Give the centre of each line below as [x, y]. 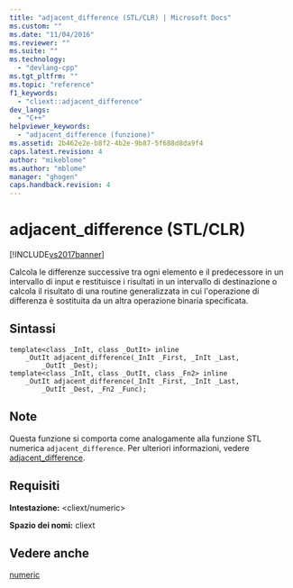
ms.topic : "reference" [52, 85]
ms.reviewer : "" [40, 43]
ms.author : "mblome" [48, 168]
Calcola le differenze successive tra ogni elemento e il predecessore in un [146, 272]
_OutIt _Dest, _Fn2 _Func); [94, 389]
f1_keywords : [34, 93]
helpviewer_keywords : [50, 127]
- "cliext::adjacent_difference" [80, 101]
